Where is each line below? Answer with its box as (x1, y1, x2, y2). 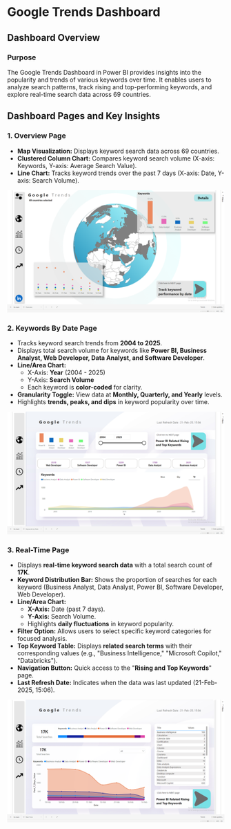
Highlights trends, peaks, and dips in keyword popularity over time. (17, 398, 210, 406)
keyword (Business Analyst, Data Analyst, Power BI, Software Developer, (17, 583, 224, 592)
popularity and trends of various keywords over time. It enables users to (7, 75, 212, 84)
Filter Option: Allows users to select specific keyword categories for (17, 627, 212, 635)
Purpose (7, 53, 37, 62)
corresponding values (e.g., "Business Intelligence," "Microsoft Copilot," (17, 649, 222, 657)
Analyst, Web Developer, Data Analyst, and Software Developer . (17, 354, 205, 362)
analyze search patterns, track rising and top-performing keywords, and (7, 82, 212, 91)
